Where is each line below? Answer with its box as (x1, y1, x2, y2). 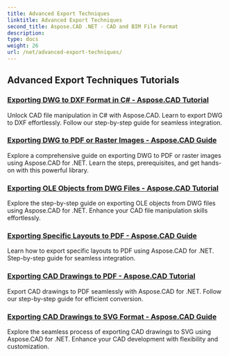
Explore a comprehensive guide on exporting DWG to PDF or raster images (7, 151, 222, 159)
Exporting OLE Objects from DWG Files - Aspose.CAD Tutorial (7, 183, 219, 193)
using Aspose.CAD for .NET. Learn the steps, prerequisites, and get (7, 159, 200, 167)
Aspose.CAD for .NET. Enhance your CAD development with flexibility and (7, 335, 219, 344)
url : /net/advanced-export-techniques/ (7, 49, 123, 56)
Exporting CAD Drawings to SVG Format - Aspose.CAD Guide (7, 312, 217, 321)
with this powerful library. (16, 166, 89, 174)
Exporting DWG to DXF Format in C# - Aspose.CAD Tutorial (7, 95, 210, 105)
